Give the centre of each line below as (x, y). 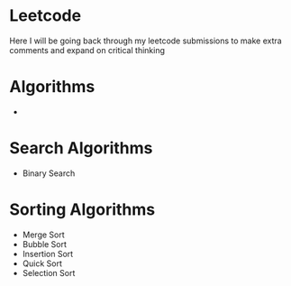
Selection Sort (49, 272)
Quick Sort (42, 263)
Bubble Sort (45, 244)
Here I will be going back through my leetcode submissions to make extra (145, 41)
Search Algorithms (81, 148)
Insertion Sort (48, 254)
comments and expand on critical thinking (87, 50)
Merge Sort (43, 235)
